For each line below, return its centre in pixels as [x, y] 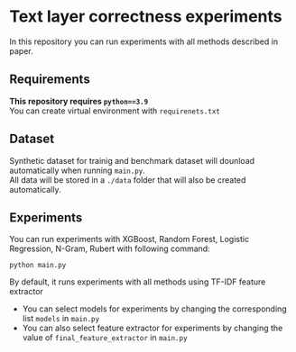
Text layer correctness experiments [146, 17]
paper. [21, 50]
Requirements [50, 80]
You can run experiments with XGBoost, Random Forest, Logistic [129, 239]
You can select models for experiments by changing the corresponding [154, 309]
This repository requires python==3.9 [79, 101]
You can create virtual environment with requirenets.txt [115, 111]
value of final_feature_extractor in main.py [105, 338]
